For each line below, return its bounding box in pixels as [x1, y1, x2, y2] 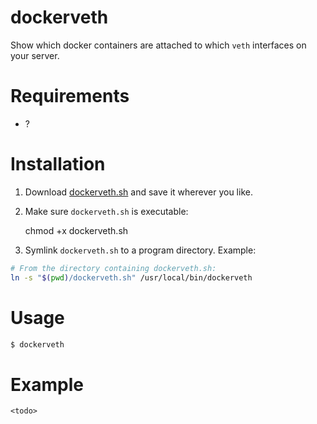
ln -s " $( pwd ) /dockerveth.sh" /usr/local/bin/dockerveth [10, 272, 253, 283]
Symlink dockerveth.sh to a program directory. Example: [24, 244, 257, 256]
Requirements [10, 85, 130, 108]
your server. [10, 49, 60, 61]
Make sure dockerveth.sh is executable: [24, 205, 189, 217]
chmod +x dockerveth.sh [24, 224, 129, 236]
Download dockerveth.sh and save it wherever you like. [24, 186, 253, 198]
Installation [10, 153, 106, 176]
